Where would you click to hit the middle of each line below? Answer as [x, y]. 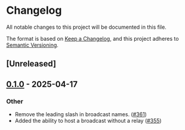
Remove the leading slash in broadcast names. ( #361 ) [81, 114]
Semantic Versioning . [32, 45]
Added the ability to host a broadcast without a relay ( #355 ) [88, 121]
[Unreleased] [31, 64]
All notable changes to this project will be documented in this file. [87, 27]
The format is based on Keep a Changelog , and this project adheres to [92, 38]
